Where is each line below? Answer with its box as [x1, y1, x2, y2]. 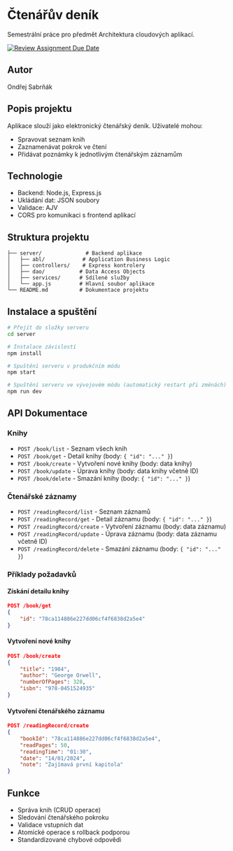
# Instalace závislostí [7, 343, 77, 350]
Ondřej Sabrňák [7, 83, 52, 91]
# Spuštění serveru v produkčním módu [7, 363, 120, 370]
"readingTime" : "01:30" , [20, 748, 92, 755]
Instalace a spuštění [7, 305, 97, 318]
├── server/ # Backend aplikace [7, 250, 142, 257]
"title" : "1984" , [20, 666, 71, 673]
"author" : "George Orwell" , [20, 672, 101, 679]
